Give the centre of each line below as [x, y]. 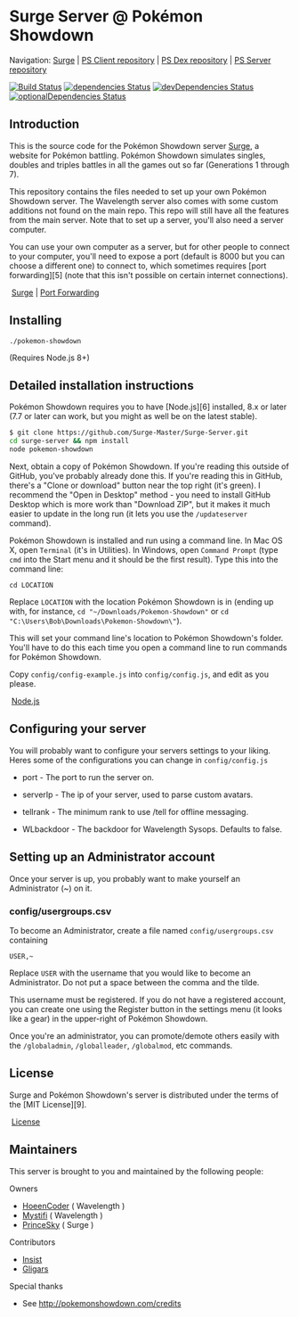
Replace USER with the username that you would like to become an [130, 973]
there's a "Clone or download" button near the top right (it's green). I [135, 485]
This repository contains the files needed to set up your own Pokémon [138, 191]
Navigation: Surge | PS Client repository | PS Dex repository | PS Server [140, 60]
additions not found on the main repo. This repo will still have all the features [149, 210]
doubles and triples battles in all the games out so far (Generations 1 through [149, 165]
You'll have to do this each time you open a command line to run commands [148, 647]
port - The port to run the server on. [88, 777]
